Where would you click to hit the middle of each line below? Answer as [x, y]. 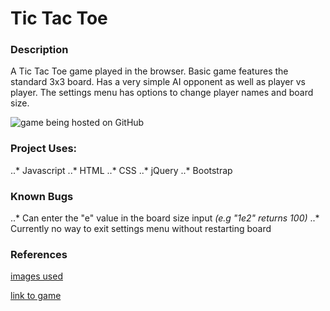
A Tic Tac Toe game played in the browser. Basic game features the [149, 71]
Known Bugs [42, 196]
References [39, 254]
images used [36, 276]
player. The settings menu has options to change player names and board [162, 93]
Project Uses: [44, 149]
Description [39, 50]
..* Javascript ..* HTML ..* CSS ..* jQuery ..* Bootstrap [121, 170]
